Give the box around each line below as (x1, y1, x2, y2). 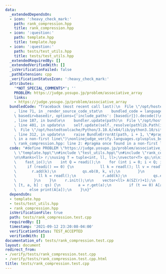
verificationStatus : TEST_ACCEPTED (9, 229, 83, 234)
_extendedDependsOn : (9, 12, 52, 17)
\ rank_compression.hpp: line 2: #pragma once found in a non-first (14, 141, 158, 146)
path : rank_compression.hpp (14, 21, 72, 26)
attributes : (9, 81, 35, 86)
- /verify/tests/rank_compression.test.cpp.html (5, 257, 107, 262)
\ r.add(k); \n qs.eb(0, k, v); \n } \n (14, 169, 145, 174)
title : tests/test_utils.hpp (14, 53, 74, 59)
